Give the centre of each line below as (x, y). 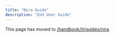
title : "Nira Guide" (27, 10)
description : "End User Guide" (38, 15)
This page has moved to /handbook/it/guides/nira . (58, 29)
